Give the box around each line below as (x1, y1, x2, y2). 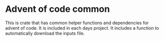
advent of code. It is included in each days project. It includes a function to (5, 25, 159, 31)
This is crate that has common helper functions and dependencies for (5, 20, 149, 26)
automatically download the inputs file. (5, 30, 85, 36)
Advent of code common (5, 3, 110, 15)
